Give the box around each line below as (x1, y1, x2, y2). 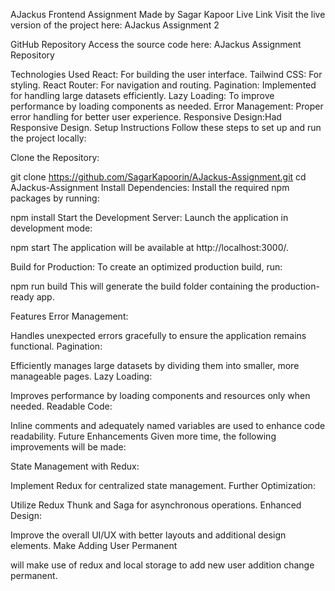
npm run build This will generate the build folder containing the (10, 280, 270, 292)
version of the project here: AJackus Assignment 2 (10, 19, 220, 31)
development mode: (10, 222, 93, 234)
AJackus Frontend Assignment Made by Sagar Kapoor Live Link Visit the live (10, 9, 326, 20)
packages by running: (10, 192, 100, 204)
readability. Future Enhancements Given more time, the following (10, 430, 277, 442)
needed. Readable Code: (10, 400, 113, 412)
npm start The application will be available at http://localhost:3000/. (10, 242, 290, 253)
